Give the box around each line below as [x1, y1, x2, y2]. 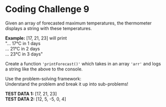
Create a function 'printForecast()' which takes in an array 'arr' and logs [5, 60, 161, 66]
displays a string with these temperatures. [5, 25, 92, 31]
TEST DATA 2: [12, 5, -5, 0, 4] [5, 96, 66, 102]
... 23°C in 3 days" [5, 51, 43, 57]
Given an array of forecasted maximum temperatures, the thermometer [5, 20, 152, 26]
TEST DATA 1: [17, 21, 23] [5, 90, 57, 96]
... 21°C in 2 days [5, 45, 40, 51]
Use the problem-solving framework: [5, 75, 82, 81]
